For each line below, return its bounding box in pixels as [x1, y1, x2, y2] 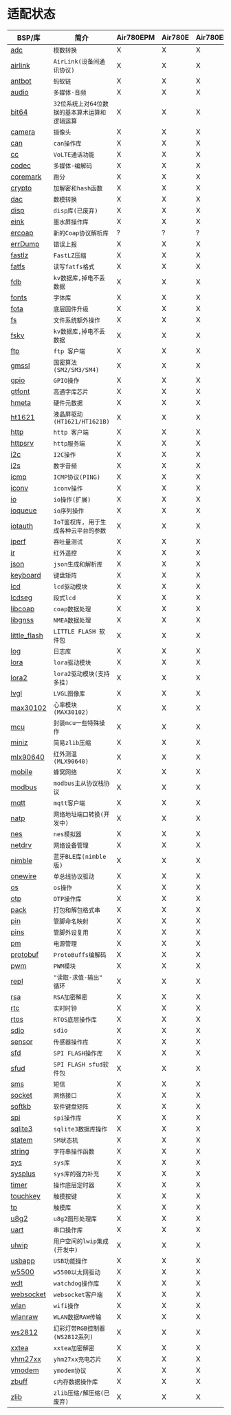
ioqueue [10, 505, 37, 515]
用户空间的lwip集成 [53, 1237, 109, 1245]
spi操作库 [53, 1114, 82, 1122]
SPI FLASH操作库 [53, 1049, 103, 1057]
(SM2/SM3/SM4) [53, 366, 100, 373]
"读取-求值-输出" [53, 973, 103, 981]
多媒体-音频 [53, 88, 87, 97]
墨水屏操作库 [53, 218, 89, 226]
